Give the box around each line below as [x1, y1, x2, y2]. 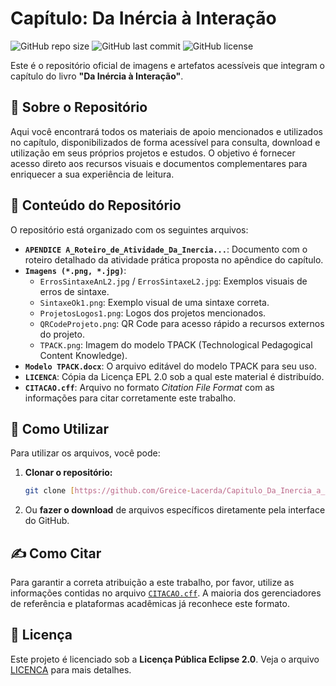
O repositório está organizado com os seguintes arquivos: [10, 223, 249, 236]
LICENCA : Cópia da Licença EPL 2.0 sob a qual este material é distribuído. [24, 370, 325, 382]
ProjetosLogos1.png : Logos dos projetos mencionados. [39, 307, 267, 319]
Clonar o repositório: [24, 467, 113, 479]
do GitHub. [24, 515, 70, 527]
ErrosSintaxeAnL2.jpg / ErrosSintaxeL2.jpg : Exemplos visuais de [39, 275, 308, 287]
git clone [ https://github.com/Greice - [24, 486, 192, 496]
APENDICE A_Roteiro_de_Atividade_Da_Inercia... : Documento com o [24, 243, 308, 255]
